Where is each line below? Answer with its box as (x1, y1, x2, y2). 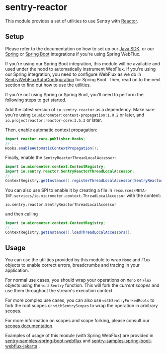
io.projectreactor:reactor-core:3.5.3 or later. (5, 117, 102, 123)
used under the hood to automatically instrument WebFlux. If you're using (5, 66, 156, 72)
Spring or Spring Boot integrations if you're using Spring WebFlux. (5, 51, 141, 57)
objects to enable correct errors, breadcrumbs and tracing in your (5, 262, 140, 268)
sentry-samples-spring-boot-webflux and (5, 338, 91, 344)
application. (5, 267, 29, 273)
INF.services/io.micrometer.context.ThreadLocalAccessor (5, 193, 126, 198)
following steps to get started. (5, 97, 67, 103)
